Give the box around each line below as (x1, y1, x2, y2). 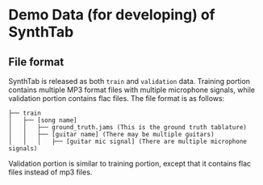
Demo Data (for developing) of (8, 6, 215, 24)
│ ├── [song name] (8, 116, 78, 124)
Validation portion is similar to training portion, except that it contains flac (8, 159, 252, 168)
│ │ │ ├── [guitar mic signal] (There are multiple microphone (8, 137, 248, 145)
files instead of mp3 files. (8, 167, 93, 177)
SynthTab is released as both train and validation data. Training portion (8, 77, 251, 86)
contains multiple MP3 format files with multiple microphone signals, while (8, 85, 256, 95)
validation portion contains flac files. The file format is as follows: (8, 94, 225, 103)
